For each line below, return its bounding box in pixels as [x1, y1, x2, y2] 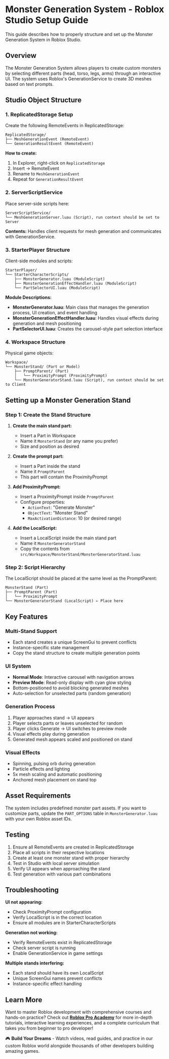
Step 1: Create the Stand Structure [5, 411, 91, 418]
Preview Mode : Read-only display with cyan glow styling [12, 680, 132, 686]
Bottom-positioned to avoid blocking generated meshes [12, 685, 129, 691]
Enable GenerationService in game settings [12, 950, 103, 956]
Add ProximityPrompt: [12, 484, 61, 490]
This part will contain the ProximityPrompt [20, 474, 108, 480]
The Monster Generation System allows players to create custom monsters [5, 65, 161, 71]
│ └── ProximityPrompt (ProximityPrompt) [14, 373, 108, 378]
